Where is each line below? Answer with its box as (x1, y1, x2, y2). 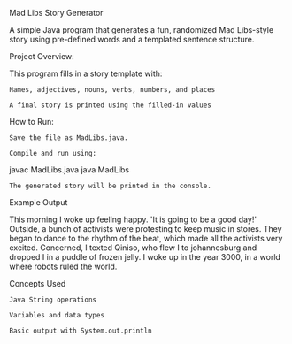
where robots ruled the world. (9, 261, 118, 271)
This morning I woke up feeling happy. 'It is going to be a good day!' (9, 214, 257, 225)
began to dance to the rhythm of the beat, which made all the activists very (9, 233, 283, 243)
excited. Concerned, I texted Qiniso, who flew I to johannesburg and (9, 242, 257, 253)
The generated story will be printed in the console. (9, 181, 212, 190)
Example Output (9, 197, 68, 207)
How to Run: (9, 117, 55, 126)
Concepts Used (9, 279, 66, 288)
